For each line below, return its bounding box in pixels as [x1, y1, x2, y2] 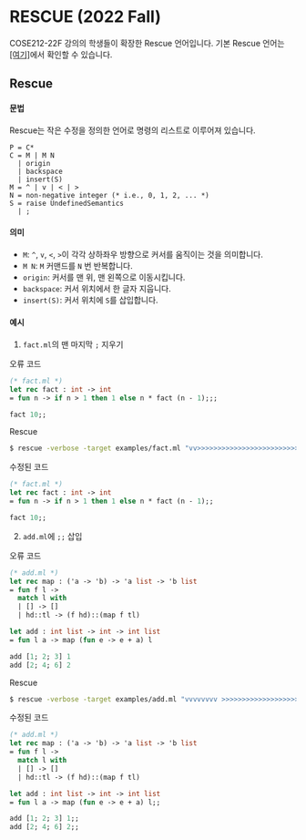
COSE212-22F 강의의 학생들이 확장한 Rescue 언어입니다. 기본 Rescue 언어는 [9, 37, 285, 48]
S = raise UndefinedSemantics [9, 199, 125, 208]
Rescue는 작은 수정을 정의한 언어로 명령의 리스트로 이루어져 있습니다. [9, 125, 257, 136]
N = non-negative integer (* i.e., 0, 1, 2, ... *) [9, 190, 209, 200]
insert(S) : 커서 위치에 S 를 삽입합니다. [22, 294, 158, 305]
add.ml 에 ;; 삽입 [22, 530, 83, 541]
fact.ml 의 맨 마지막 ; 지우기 [22, 339, 124, 350]
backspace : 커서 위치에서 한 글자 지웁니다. [22, 282, 171, 293]
